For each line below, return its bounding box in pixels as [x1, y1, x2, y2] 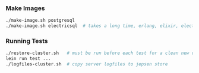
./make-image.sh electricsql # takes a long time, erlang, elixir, [5, 23, 179, 29]
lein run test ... [5, 56, 51, 62]
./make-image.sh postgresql [5, 18, 75, 24]
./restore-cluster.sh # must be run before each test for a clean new [5, 50, 189, 57]
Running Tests [5, 36, 48, 45]
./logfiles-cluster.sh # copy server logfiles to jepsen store [5, 61, 168, 67]
